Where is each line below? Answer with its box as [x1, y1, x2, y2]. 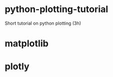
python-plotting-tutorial [5, 4, 108, 15]
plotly [5, 61, 30, 72]
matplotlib [5, 38, 49, 49]
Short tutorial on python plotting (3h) [5, 20, 82, 26]
